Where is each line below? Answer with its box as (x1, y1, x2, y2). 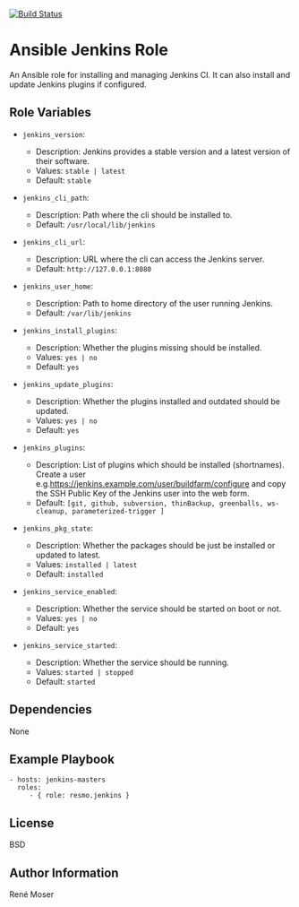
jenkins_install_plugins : (21, 324, 118, 335)
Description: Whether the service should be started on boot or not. (35, 603, 282, 614)
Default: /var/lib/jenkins (35, 307, 132, 318)
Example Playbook (9, 751, 115, 766)
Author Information (9, 865, 119, 880)
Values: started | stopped (35, 666, 134, 677)
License (9, 816, 55, 831)
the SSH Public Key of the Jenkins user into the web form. (35, 488, 250, 498)
